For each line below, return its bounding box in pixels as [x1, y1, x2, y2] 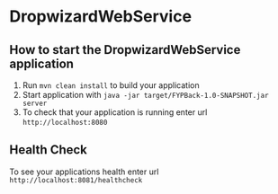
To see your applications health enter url [9, 166, 159, 177]
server [22, 99, 48, 108]
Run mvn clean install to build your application [22, 80, 200, 91]
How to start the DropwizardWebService [9, 42, 241, 57]
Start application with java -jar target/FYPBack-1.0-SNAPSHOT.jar [22, 90, 269, 100]
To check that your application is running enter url [22, 107, 208, 118]
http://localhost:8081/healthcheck [9, 175, 143, 185]
